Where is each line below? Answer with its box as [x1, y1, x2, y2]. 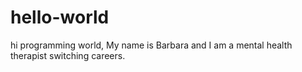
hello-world [10, 6, 110, 29]
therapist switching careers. [10, 49, 126, 61]
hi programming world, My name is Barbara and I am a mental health [10, 39, 293, 51]
